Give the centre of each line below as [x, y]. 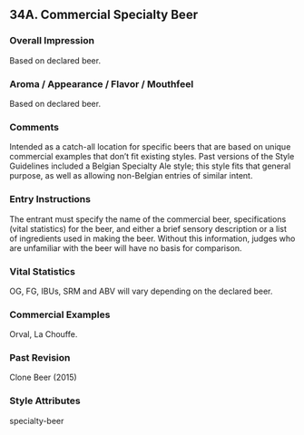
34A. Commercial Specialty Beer [103, 15]
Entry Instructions [50, 199]
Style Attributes [45, 401]
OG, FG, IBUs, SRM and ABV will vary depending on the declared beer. [141, 291]
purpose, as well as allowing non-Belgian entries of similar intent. [131, 176]
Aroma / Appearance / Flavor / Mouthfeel [102, 83]
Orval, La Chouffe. [44, 334]
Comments [34, 127]
